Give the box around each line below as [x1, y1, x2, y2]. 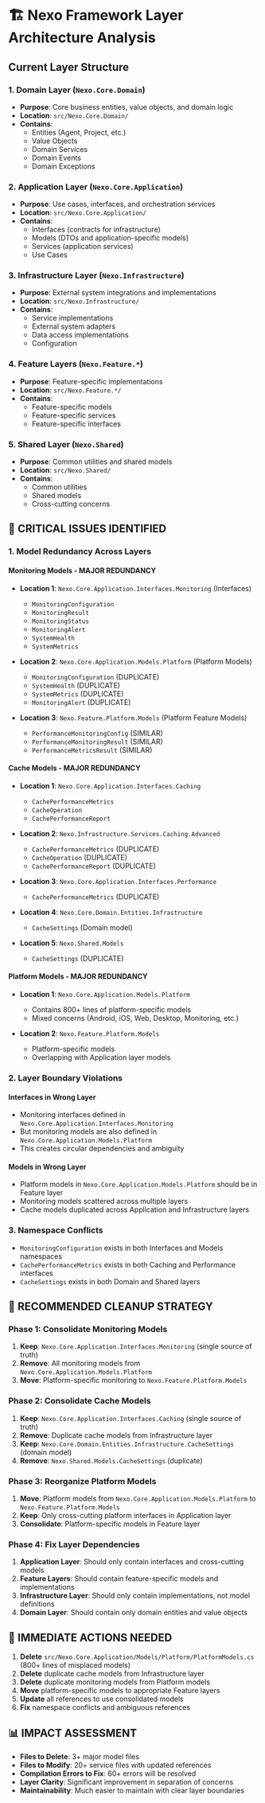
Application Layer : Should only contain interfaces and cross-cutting [19, 1557, 244, 1567]
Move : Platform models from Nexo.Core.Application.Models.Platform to [19, 1493, 256, 1503]
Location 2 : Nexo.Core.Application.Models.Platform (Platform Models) [19, 656, 253, 666]
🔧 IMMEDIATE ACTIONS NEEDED [8, 1630, 173, 1644]
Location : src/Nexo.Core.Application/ [19, 208, 147, 217]
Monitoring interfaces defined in [19, 1110, 126, 1120]
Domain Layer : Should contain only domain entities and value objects [19, 1608, 248, 1618]
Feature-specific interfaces [31, 419, 122, 428]
